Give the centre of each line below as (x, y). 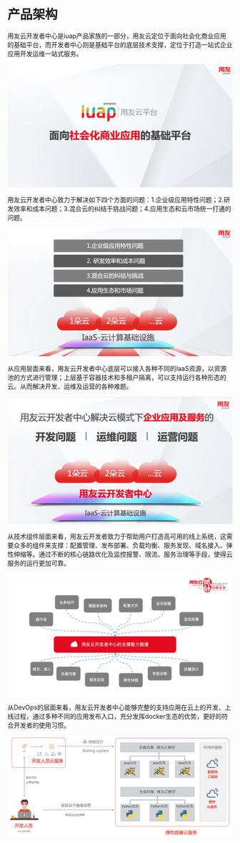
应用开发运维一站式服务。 (45, 54)
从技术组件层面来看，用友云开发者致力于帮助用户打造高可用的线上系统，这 (117, 536)
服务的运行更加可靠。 (39, 563)
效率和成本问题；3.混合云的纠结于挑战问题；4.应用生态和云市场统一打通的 (122, 209)
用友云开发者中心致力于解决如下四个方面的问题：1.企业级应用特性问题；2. (116, 199)
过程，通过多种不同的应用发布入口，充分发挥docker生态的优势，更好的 (117, 716)
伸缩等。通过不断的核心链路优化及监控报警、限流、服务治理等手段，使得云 (123, 554)
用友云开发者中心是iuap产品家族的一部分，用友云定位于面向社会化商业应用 (117, 36)
